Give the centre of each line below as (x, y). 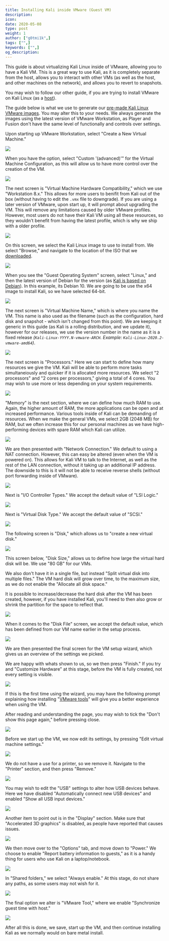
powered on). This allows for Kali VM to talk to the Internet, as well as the (81, 459)
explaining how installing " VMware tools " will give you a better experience (82, 699)
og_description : (22, 52)
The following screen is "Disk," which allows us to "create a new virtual (79, 533)
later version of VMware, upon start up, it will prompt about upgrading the (82, 204)
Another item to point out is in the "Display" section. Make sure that (75, 818)
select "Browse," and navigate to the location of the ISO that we (71, 250)
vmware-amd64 (19, 343)
